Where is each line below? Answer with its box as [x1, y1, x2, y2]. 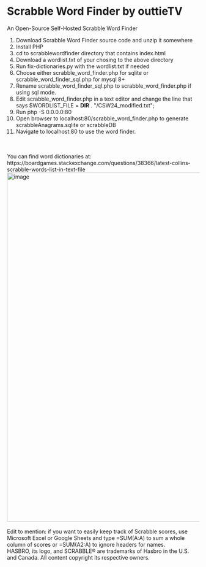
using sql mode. [15, 88, 57, 96]
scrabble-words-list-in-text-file [7, 166, 86, 173]
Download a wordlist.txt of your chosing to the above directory [15, 56, 174, 63]
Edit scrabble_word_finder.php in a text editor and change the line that [15, 95, 193, 102]
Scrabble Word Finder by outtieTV [7, 4, 183, 18]
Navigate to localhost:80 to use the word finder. [15, 128, 136, 135]
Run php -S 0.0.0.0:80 [15, 108, 72, 115]
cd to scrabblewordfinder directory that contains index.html [15, 49, 166, 56]
